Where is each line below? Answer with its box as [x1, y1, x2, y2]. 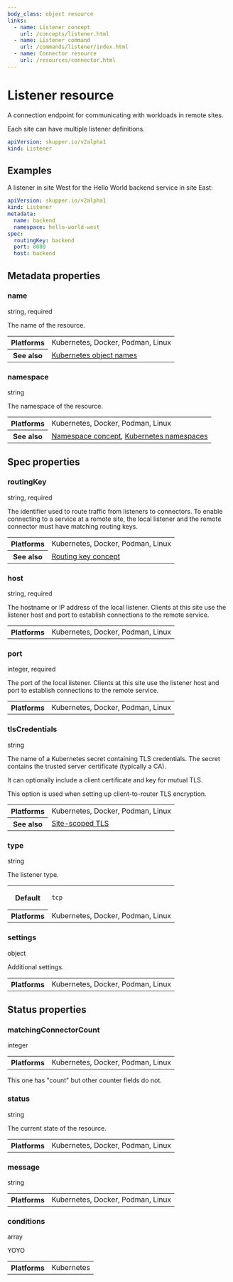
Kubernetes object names [51, 350, 137, 360]
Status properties [7, 1003, 87, 1016]
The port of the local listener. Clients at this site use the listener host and [7, 679, 220, 687]
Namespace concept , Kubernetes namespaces [51, 431, 208, 441]
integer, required [7, 665, 56, 674]
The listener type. [7, 870, 59, 878]
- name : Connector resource [13, 50, 97, 58]
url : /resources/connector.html [20, 57, 116, 64]
